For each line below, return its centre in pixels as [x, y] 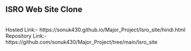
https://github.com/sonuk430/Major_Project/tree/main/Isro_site [82, 42]
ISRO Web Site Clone [44, 10]
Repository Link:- [26, 36]
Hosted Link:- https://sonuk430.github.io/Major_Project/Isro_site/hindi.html [95, 30]
